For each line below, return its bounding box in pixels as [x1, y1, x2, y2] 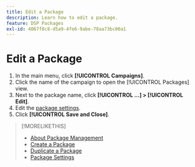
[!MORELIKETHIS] [21, 123, 66, 130]
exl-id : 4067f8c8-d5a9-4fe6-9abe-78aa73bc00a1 [6, 26, 126, 32]
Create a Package [30, 141, 75, 148]
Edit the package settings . [15, 104, 81, 112]
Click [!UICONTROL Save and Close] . [15, 111, 109, 118]
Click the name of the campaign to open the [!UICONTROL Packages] [15, 78, 190, 86]
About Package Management [30, 134, 103, 141]
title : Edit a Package [6, 9, 64, 15]
